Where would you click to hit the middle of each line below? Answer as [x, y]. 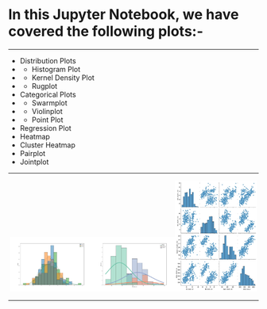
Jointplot [34, 162]
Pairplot [33, 153]
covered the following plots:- [106, 31]
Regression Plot [45, 128]
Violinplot [47, 111]
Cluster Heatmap [47, 145]
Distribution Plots [48, 60]
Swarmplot [49, 103]
